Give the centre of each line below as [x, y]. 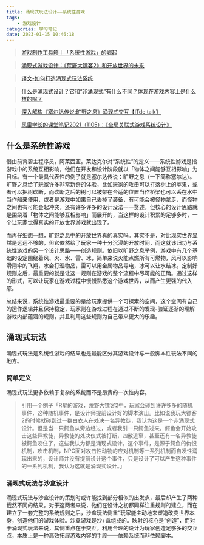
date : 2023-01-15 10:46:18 [40, 35]
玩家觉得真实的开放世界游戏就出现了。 [65, 222]
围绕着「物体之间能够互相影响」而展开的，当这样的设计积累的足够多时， [102, 214]
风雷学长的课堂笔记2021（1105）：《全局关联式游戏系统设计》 [96, 125]
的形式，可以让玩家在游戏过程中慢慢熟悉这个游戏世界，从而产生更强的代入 [99, 281]
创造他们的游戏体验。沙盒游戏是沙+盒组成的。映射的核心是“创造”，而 [103, 521]
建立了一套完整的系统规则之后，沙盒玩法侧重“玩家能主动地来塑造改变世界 [98, 513]
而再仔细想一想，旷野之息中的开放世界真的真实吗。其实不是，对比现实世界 [99, 235]
